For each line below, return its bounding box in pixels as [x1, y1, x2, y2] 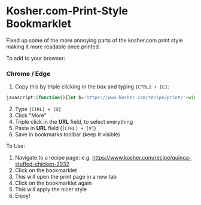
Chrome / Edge [6, 69, 51, 78]
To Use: [6, 142, 26, 150]
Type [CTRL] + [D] [14, 106, 62, 113]
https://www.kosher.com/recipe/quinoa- [92, 154, 191, 161]
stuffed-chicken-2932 [14, 160, 70, 168]
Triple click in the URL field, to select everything [14, 118, 133, 126]
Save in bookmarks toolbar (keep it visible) [14, 131, 121, 138]
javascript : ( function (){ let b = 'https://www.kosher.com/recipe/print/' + [6, 94, 188, 101]
